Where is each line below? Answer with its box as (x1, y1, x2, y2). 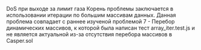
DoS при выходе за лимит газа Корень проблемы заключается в (6, 5, 174, 12)
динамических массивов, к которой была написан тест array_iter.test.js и (6, 24, 195, 31)
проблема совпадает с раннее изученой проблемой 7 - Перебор (6, 18, 175, 25)
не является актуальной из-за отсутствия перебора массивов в (6, 31, 173, 38)
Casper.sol (6, 37, 33, 44)
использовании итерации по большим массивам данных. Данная (6, 11, 177, 19)
